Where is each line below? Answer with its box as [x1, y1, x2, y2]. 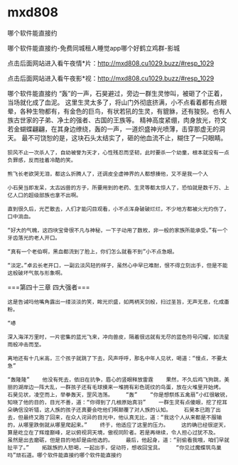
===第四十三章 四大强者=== [7, 282, 90, 292]
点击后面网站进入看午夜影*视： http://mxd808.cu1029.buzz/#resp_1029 [7, 74, 215, 82]
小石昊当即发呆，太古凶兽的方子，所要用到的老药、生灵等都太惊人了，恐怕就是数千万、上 [7, 184, 229, 191]
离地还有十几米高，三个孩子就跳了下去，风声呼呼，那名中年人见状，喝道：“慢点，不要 [7, 355, 222, 362]
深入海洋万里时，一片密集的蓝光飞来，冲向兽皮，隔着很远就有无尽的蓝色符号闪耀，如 [7, 333, 219, 341]
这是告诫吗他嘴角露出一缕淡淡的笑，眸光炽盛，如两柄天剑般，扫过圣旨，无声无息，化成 [7, 298, 225, 306]
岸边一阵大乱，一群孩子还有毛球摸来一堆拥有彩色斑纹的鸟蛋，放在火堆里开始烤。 [23, 383, 225, 391]
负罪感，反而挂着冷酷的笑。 [7, 156, 77, 164]
